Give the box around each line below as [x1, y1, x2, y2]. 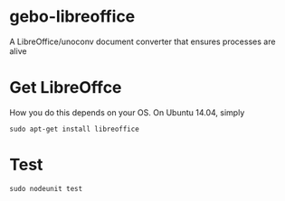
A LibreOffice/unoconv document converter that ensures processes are [9, 36, 276, 47]
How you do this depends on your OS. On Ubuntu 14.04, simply [9, 106, 245, 118]
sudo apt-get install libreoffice [9, 124, 140, 133]
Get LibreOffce [9, 78, 122, 98]
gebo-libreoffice [9, 6, 136, 27]
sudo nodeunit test [9, 184, 83, 193]
